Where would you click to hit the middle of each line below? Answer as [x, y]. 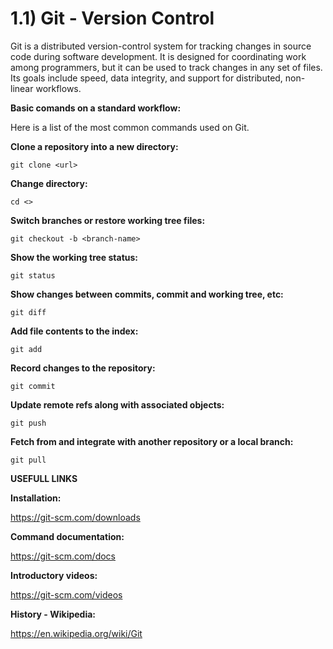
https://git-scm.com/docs [63, 556]
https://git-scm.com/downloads [75, 517]
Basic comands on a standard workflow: [96, 108]
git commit [33, 386]
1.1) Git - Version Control [112, 18]
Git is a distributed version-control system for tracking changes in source [161, 46]
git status [33, 275]
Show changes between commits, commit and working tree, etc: [147, 294]
